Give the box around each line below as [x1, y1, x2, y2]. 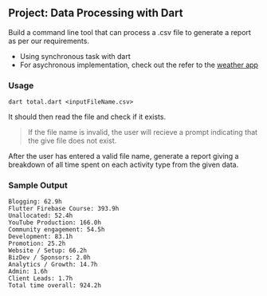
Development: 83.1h [8, 233, 73, 241]
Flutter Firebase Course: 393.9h [8, 205, 120, 213]
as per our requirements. [8, 36, 90, 45]
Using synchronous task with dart [19, 51, 131, 61]
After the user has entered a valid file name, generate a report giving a [8, 152, 239, 161]
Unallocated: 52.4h [8, 211, 73, 220]
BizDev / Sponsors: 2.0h [8, 254, 91, 262]
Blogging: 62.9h [8, 198, 62, 206]
